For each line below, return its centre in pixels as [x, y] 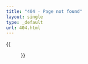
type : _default [25, 22]
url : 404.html [23, 28]
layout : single [25, 17]
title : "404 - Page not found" [44, 11]
